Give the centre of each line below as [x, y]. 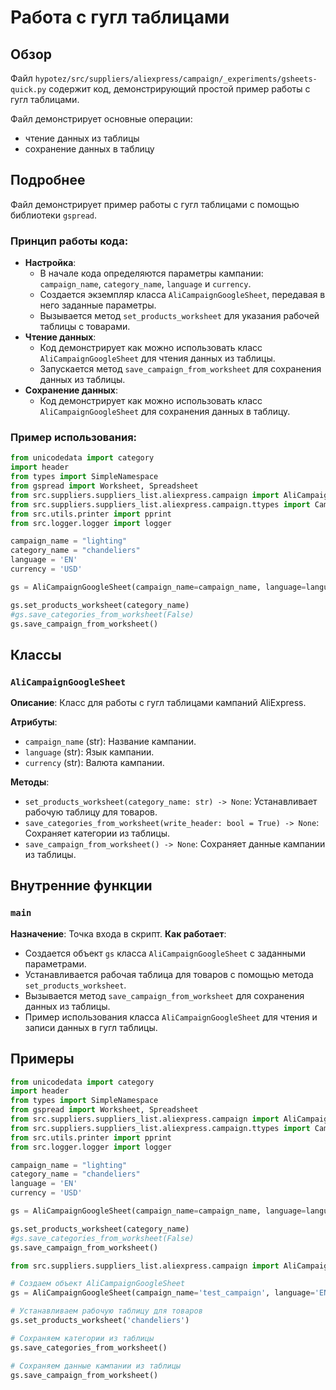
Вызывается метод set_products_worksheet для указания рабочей [179, 316]
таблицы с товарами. [85, 327]
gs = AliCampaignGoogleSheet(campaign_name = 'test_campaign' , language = [162, 1293]
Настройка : [50, 263]
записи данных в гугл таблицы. [91, 1027]
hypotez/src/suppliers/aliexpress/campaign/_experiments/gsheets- [176, 79]
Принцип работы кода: [69, 241]
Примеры [42, 1059]
